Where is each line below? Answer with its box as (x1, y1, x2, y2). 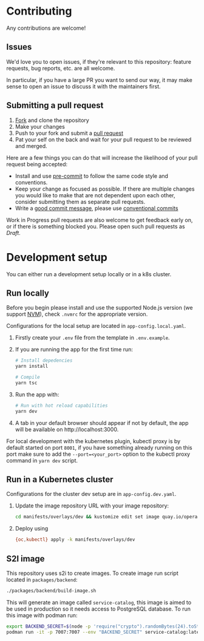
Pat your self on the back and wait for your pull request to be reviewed (15, 135, 192, 143)
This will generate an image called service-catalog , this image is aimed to (6, 599, 192, 606)
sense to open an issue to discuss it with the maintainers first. (6, 83, 161, 90)
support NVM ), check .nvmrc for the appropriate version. (6, 311, 148, 318)
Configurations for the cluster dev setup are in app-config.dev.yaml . (6, 490, 177, 498)
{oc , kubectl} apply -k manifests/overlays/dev (15, 537, 135, 543)
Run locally (6, 288, 50, 298)
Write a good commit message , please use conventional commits (15, 205, 178, 212)
